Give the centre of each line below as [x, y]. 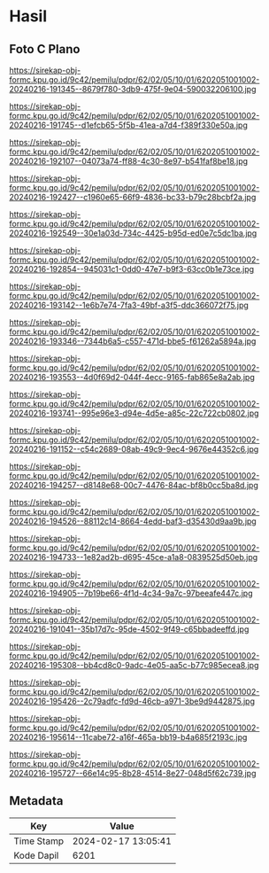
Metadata [36, 801]
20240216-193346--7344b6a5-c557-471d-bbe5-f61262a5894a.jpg [133, 341]
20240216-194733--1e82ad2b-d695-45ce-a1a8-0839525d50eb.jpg [134, 557]
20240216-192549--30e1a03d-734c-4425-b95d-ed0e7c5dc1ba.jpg [133, 233]
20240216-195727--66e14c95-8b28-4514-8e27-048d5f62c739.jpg [133, 773]
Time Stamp [39, 841]
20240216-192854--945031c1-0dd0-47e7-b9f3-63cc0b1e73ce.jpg [132, 269]
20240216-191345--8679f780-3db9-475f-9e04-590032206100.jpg [133, 89]
